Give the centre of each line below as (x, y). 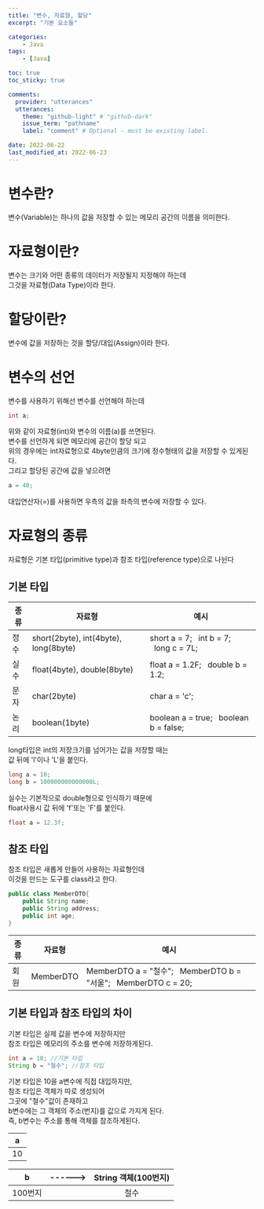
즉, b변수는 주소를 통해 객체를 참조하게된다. (74, 1121)
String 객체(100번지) (132, 1178)
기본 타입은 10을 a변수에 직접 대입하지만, (70, 1082)
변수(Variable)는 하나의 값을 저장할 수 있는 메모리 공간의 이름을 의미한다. (119, 217)
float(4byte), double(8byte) (82, 670)
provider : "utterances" (54, 102)
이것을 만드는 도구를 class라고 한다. (63, 879)
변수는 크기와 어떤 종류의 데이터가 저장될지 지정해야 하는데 (97, 275)
